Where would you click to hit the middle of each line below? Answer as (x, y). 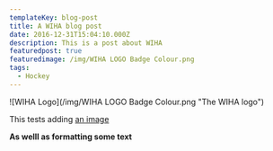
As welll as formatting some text (71, 137)
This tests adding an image (59, 119)
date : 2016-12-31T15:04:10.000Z (70, 34)
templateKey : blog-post (54, 18)
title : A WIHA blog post (56, 26)
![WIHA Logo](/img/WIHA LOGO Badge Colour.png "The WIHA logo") (137, 102)
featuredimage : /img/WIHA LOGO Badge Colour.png (102, 59)
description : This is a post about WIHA (86, 43)
